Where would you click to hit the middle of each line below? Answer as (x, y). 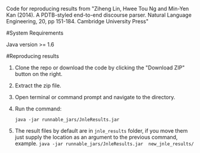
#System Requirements (35, 33)
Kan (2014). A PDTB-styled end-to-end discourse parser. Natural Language (99, 15)
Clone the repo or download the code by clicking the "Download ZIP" (100, 68)
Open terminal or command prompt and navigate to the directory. (95, 97)
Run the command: (38, 109)
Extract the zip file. (38, 85)
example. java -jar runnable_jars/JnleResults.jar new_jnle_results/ (104, 143)
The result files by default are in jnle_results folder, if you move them (101, 131)
